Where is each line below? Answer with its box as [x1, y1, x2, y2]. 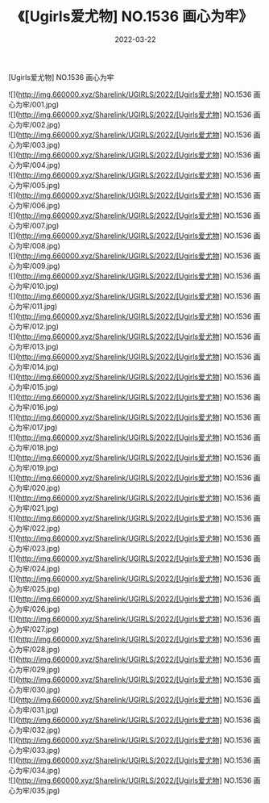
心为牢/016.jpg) [8, 402, 59, 412]
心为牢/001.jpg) [8, 99, 60, 109]
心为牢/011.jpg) [8, 301, 58, 311]
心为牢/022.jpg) [8, 523, 60, 533]
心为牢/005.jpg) [8, 180, 60, 190]
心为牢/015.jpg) [8, 382, 59, 391]
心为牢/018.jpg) [8, 442, 59, 452]
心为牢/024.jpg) [8, 563, 60, 573]
